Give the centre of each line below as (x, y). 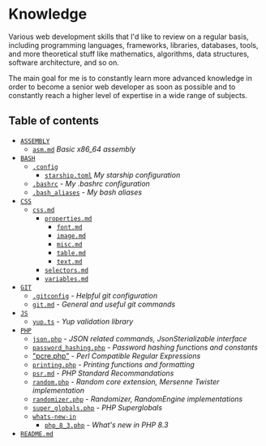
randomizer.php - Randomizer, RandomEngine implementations (137, 399)
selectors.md (66, 270)
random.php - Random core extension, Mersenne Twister (126, 381)
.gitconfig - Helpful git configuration (95, 295)
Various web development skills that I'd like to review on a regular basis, (129, 36)
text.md (69, 262)
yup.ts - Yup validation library (83, 321)
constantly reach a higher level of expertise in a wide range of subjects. (128, 95)
